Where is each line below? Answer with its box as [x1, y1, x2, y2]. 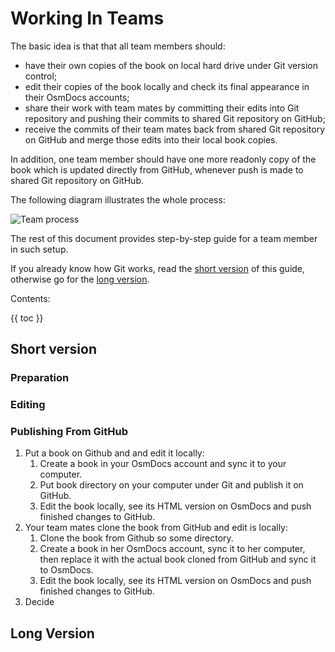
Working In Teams [10, 7, 165, 30]
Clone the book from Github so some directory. [39, 532, 234, 544]
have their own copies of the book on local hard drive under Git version [24, 59, 318, 71]
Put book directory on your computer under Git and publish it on [39, 479, 304, 491]
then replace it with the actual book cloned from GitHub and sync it [39, 553, 317, 566]
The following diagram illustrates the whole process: [10, 193, 226, 206]
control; [24, 70, 58, 82]
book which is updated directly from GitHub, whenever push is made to [10, 163, 304, 176]
